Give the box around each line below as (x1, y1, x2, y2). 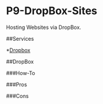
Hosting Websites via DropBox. (6, 24, 81, 31)
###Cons (6, 92, 29, 99)
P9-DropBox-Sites (6, 4, 98, 18)
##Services (6, 35, 34, 42)
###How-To (6, 69, 35, 76)
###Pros (6, 81, 28, 88)
